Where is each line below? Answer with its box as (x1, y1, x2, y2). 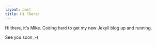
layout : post (5, 7, 31, 12)
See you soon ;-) (5, 34, 39, 40)
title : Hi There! (5, 12, 40, 16)
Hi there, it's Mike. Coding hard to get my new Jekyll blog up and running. (5, 25, 152, 30)
